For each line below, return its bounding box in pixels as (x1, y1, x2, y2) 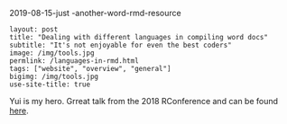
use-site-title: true (9, 80, 91, 89)
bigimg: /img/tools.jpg (9, 72, 99, 81)
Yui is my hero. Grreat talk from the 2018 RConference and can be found (9, 96, 278, 106)
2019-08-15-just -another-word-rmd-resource (9, 8, 182, 18)
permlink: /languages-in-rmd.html (9, 57, 140, 66)
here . (9, 105, 29, 116)
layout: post (9, 25, 59, 34)
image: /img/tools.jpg (9, 49, 95, 58)
